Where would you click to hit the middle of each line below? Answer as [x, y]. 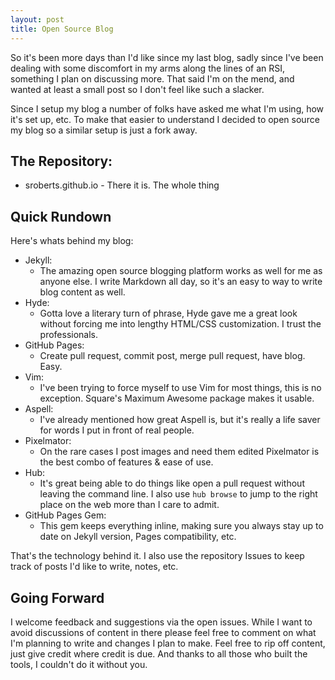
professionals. [69, 335]
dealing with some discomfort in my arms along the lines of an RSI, [147, 68]
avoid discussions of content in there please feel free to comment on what [163, 632]
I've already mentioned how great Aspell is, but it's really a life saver [180, 420]
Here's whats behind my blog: [72, 241]
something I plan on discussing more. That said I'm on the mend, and [152, 78]
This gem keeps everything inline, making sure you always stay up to [181, 526]
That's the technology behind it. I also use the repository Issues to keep [157, 556]
